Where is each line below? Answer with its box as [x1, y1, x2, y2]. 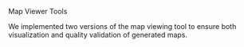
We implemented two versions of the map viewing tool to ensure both [8, 22, 237, 31]
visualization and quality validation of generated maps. [8, 31, 188, 39]
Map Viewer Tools [8, 7, 68, 16]
